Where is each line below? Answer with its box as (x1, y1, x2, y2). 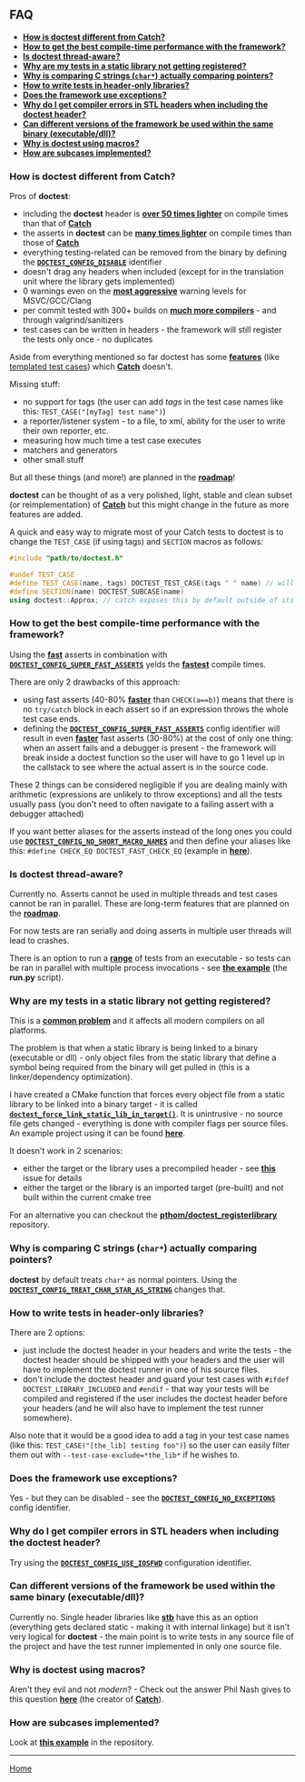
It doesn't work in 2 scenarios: (9, 1146, 123, 1156)
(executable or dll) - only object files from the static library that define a (9, 1052, 277, 1063)
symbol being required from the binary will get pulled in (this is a (9, 1062, 251, 1073)
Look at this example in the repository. (9, 1737, 154, 1748)
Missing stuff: (9, 379, 61, 390)
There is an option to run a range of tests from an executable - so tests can (9, 953, 291, 964)
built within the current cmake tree (22, 1192, 152, 1203)
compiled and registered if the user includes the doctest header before (22, 1393, 288, 1404)
